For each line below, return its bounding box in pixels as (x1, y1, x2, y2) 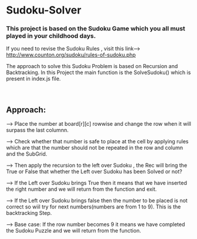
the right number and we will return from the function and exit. (6, 186, 157, 193)
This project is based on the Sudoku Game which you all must (6, 25, 185, 33)
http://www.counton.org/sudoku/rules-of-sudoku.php (6, 51, 136, 59)
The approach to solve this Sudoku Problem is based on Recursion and (6, 63, 178, 70)
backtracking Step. (6, 210, 52, 217)
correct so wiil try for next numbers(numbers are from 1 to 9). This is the (6, 203, 181, 210)
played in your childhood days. (6, 32, 96, 40)
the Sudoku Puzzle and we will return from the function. (6, 227, 141, 234)
